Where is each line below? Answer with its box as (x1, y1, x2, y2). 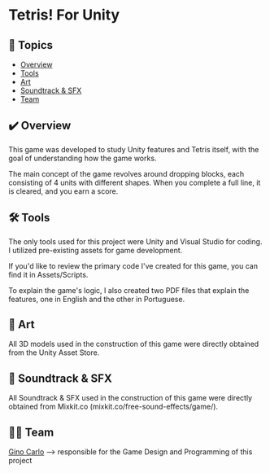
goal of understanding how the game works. (8, 153, 157, 163)
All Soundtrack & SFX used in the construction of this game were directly (8, 393, 253, 403)
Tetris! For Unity (8, 6, 120, 24)
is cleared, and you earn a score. (8, 186, 119, 196)
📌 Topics (8, 38, 54, 52)
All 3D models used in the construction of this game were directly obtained (8, 339, 259, 349)
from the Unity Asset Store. (8, 348, 100, 357)
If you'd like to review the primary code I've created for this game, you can (8, 261, 259, 270)
